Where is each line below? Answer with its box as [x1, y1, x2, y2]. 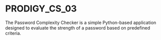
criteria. [5, 30, 22, 36]
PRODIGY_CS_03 [5, 3, 77, 14]
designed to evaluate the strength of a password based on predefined [5, 24, 150, 30]
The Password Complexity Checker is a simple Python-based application [5, 19, 156, 25]
